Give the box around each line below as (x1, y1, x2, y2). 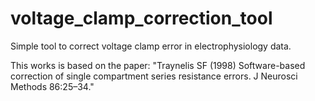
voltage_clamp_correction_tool (10, 7, 273, 30)
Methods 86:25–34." (10, 80, 95, 92)
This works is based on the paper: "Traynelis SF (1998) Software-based (10, 59, 306, 71)
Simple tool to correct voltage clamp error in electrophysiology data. (10, 40, 292, 52)
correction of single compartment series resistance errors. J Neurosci (10, 70, 298, 82)
